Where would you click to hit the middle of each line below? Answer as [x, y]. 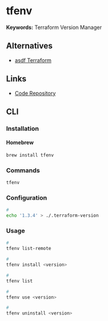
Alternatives [30, 46]
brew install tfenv [30, 155]
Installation [23, 129]
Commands [23, 170]
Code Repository [35, 93]
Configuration [27, 198]
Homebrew [20, 143]
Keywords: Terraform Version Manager [54, 27]
